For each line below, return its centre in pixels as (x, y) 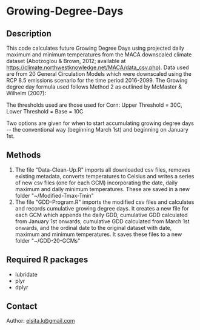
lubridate (26, 274)
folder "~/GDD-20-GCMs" (48, 240)
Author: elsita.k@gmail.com (41, 321)
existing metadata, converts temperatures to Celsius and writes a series (105, 176)
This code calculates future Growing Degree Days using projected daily (95, 48)
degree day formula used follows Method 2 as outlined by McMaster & (94, 87)
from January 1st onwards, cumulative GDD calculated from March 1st (102, 221)
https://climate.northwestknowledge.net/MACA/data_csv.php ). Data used (98, 67)
